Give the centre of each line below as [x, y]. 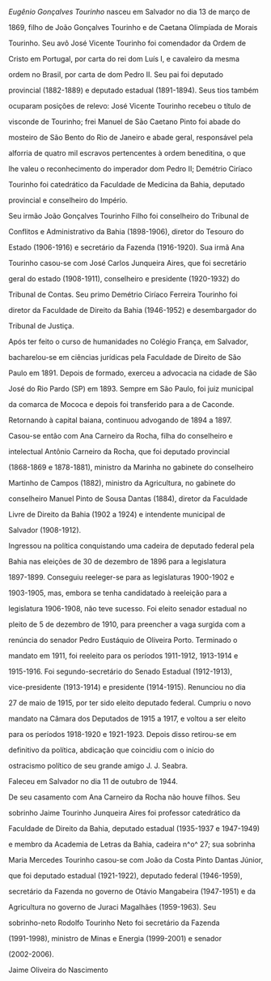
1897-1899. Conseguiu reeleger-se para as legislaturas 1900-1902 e [121, 577]
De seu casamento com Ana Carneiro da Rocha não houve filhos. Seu [124, 797]
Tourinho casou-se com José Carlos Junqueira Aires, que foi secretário [127, 263]
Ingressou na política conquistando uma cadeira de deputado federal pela [131, 546]
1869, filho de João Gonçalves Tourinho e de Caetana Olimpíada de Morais [133, 27]
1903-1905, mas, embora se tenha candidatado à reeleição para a [118, 593]
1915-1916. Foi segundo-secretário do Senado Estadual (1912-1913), [121, 671]
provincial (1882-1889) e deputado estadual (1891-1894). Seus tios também [133, 90]
